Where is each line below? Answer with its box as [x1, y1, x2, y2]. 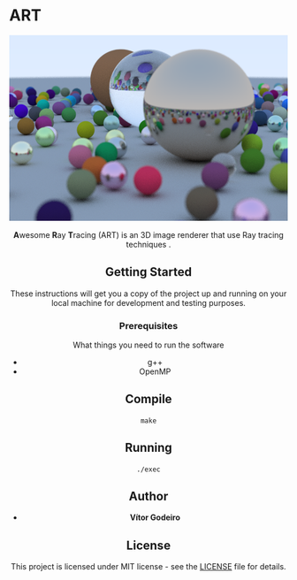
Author [128, 489, 169, 504]
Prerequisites [118, 319, 179, 332]
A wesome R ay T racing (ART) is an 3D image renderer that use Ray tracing [12, 229, 285, 240]
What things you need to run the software [72, 340, 225, 350]
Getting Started [104, 264, 193, 279]
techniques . [126, 239, 171, 249]
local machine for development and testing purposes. [51, 297, 246, 308]
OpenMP [139, 366, 171, 377]
